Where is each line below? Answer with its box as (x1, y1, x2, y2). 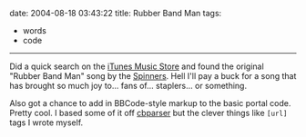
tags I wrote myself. (9, 117, 84, 128)
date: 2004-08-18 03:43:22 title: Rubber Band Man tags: (9, 8, 222, 18)
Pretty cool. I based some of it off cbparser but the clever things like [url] (9, 108, 288, 118)
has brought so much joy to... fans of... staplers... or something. (9, 81, 248, 91)
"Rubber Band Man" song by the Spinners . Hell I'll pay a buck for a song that (9, 71, 297, 81)
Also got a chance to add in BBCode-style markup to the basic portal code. (9, 98, 291, 108)
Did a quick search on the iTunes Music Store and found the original (9, 61, 264, 72)
